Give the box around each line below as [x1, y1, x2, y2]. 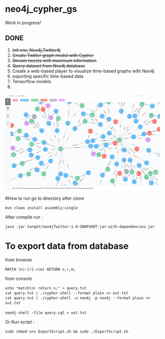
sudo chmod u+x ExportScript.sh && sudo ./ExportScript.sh [5, 329, 129, 334]
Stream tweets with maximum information [12, 58, 97, 63]
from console [5, 276, 32, 281]
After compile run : [5, 214, 43, 220]
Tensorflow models [12, 78, 52, 84]
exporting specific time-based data [12, 73, 83, 79]
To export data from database [5, 240, 129, 251]
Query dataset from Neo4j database [12, 62, 85, 68]
